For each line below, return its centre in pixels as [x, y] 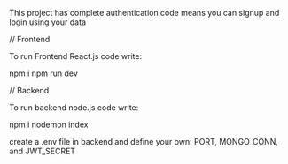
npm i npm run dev [43, 73]
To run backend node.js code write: [74, 108]
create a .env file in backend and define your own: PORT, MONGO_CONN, [144, 142]
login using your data [48, 22]
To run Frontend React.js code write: [76, 56]
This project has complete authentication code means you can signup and [144, 13]
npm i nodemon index [49, 124]
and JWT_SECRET [43, 151]
